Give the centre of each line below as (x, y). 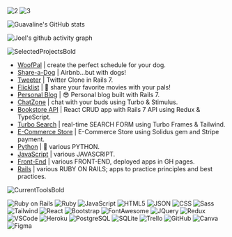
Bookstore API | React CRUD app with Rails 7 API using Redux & (109, 109)
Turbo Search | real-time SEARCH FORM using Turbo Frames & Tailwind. (121, 124)
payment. (31, 139)
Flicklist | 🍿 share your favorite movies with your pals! (94, 87)
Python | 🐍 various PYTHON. (58, 146)
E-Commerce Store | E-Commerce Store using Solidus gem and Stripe (118, 132)
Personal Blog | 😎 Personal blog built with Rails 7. (88, 95)
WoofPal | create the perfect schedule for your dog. (91, 65)
